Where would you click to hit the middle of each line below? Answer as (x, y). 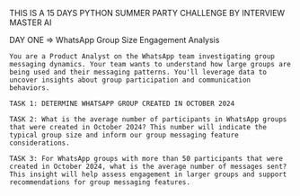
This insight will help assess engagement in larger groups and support (148, 174)
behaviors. (30, 88)
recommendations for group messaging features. (100, 183)
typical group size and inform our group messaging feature (124, 135)
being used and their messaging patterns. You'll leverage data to (138, 72)
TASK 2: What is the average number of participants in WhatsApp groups (148, 120)
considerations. (40, 143)
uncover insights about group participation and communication (130, 80)
